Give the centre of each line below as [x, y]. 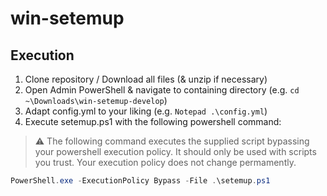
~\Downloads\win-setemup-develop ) [96, 100]
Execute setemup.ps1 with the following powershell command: [153, 121]
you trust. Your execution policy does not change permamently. [165, 162]
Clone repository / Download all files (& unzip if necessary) [146, 79]
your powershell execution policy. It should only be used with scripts [175, 151]
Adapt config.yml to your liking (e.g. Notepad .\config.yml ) [146, 111]
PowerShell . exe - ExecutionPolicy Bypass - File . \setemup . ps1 [140, 181]
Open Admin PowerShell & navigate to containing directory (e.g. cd [162, 90]
